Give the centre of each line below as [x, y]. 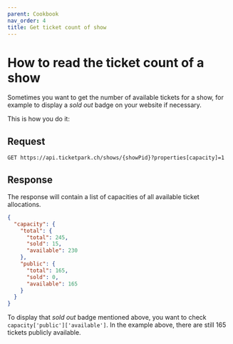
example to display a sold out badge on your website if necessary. [104, 105]
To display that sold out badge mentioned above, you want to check [107, 318]
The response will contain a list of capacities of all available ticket [103, 196]
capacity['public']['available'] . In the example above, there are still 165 [117, 325]
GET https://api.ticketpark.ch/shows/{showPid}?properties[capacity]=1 [116, 158]
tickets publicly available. [44, 333]
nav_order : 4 [27, 21]
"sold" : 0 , [42, 277]
